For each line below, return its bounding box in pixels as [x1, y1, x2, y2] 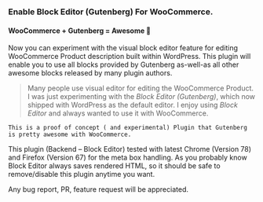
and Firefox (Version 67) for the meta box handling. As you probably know [8, 152, 247, 163]
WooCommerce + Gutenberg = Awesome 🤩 [8, 26, 152, 35]
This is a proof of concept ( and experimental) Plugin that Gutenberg [8, 124, 247, 132]
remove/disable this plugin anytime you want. [8, 170, 155, 179]
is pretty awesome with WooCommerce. [8, 130, 132, 139]
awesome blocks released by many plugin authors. [8, 68, 173, 78]
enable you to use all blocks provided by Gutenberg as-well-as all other [8, 60, 239, 69]
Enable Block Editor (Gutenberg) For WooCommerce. [8, 6, 214, 17]
